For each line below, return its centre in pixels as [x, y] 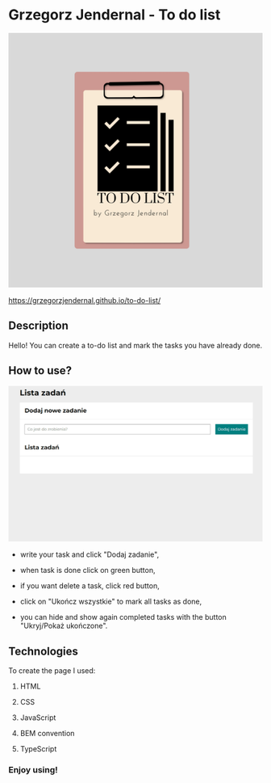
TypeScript [38, 748]
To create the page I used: [52, 670]
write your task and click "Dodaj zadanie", [90, 554]
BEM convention [47, 733]
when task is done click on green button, [88, 570]
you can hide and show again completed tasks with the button [123, 617]
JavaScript [38, 718]
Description [38, 326]
